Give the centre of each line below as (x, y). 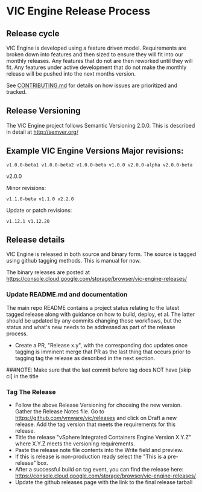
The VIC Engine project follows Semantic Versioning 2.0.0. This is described (101, 125)
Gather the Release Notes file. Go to (59, 412)
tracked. (17, 92)
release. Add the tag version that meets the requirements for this (95, 424)
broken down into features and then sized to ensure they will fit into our (95, 54)
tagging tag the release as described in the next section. (85, 358)
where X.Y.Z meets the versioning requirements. (75, 444)
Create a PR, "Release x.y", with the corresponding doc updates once (101, 345)
